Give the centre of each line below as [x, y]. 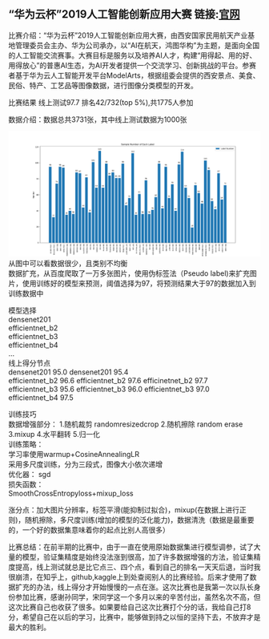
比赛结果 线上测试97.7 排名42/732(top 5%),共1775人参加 [101, 102]
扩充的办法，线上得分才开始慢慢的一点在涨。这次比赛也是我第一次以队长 [134, 587]
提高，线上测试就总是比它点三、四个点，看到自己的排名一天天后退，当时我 [138, 567]
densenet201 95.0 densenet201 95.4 [68, 372]
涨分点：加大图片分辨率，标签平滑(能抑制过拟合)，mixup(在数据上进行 [124, 510]
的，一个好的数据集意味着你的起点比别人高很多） [89, 530]
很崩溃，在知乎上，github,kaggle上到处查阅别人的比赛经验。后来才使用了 [129, 577]
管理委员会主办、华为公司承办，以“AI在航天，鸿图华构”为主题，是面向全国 [137, 45]
